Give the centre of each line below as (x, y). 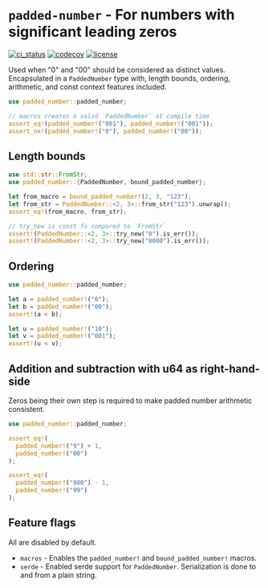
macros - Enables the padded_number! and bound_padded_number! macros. (138, 557)
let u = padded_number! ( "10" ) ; (61, 329)
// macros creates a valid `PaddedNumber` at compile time (109, 116)
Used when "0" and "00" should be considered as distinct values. (117, 69)
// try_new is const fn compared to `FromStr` (87, 226)
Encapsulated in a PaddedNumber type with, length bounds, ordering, (120, 78)
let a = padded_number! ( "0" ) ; (59, 299)
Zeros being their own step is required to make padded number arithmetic (130, 401)
